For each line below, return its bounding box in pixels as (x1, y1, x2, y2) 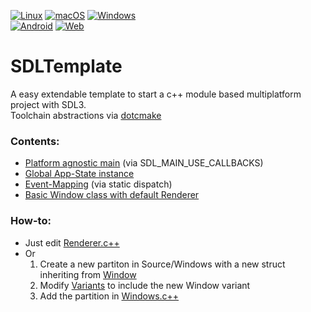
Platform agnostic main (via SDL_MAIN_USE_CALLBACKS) (24, 157, 264, 169)
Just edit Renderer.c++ (24, 236, 120, 249)
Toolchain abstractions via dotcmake (10, 109, 162, 121)
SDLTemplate (10, 55, 123, 78)
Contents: (10, 134, 60, 148)
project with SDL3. (10, 98, 87, 110)
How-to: (10, 214, 52, 228)
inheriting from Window (39, 268, 137, 280)
